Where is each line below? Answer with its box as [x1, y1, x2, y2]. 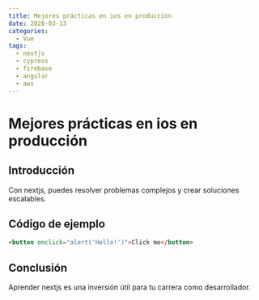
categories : [8, 27, 49, 35]
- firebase [15, 65, 53, 73]
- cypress [15, 57, 49, 65]
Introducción [8, 163, 75, 178]
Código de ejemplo [8, 217, 105, 230]
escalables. [8, 193, 47, 203]
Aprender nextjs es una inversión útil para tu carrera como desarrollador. [8, 282, 251, 292]
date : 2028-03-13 [8, 19, 67, 27]
